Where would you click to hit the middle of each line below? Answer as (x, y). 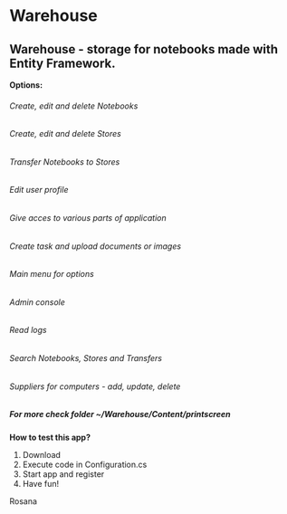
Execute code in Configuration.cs (85, 464)
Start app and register (63, 474)
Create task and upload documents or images (96, 246)
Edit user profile (39, 190)
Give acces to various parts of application (88, 218)
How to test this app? (50, 437)
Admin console (38, 302)
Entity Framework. (62, 63)
